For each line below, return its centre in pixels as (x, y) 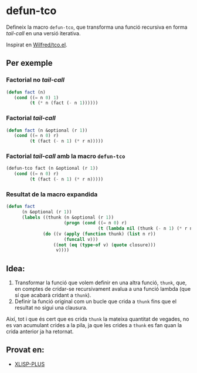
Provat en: (25, 350)
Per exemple (29, 63)
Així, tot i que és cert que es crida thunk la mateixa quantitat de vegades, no (98, 319)
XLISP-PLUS (30, 364)
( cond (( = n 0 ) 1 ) (36, 98)
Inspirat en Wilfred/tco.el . (37, 45)
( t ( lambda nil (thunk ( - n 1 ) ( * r (142, 228)
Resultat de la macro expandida (52, 194)
